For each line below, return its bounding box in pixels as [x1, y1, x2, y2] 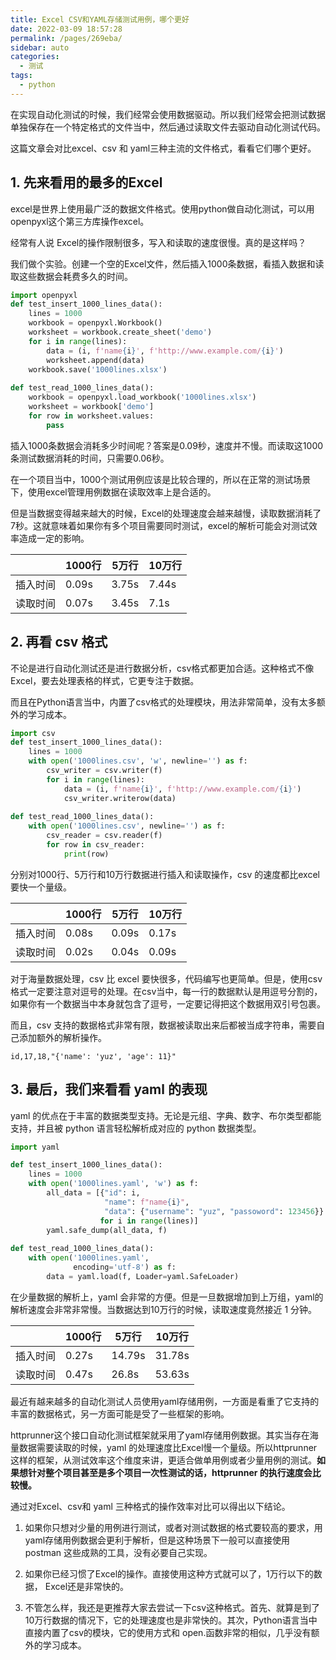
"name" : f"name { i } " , [104, 1197, 190, 1207]
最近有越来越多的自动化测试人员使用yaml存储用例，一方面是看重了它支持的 [10, 1395, 320, 1407]
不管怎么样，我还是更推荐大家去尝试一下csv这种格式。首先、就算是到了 [24, 1601, 321, 1613]
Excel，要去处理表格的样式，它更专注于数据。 [10, 674, 200, 686]
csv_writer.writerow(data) [63, 793, 177, 803]
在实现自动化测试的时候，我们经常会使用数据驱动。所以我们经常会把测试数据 [10, 108, 326, 120]
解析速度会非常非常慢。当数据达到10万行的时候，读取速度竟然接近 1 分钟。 [10, 1303, 318, 1315]
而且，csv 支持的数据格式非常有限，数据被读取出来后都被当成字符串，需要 [10, 1019, 317, 1031]
